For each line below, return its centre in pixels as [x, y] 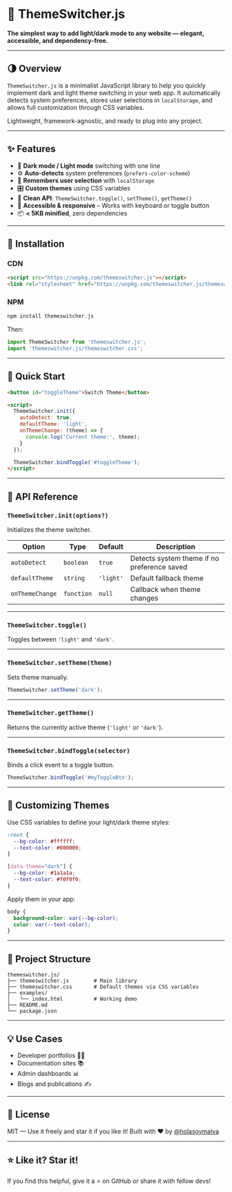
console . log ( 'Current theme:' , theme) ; [83, 437]
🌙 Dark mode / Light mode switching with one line [89, 166]
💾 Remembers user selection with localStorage [86, 180]
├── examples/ [28, 993]
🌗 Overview [35, 69]
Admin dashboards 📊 [48, 1073]
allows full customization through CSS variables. [76, 107]
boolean [76, 563]
